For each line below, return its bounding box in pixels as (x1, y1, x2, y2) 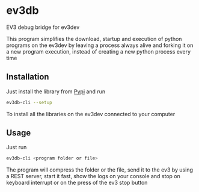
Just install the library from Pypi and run (6, 88, 106, 95)
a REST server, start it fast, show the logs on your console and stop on (6, 173, 180, 180)
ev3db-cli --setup (6, 99, 52, 105)
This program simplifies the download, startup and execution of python (6, 35, 182, 42)
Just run (6, 144, 27, 151)
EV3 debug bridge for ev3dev (6, 23, 80, 31)
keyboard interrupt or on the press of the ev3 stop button (6, 179, 148, 187)
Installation (6, 72, 49, 82)
